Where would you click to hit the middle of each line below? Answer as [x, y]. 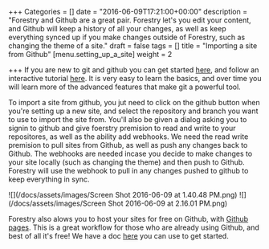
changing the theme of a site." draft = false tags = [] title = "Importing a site [133, 46]
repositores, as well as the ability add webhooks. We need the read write [128, 137]
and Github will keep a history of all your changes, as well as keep [117, 29]
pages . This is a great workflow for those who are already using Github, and [134, 227]
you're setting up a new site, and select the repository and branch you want [133, 111]
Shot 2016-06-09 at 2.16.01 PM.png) [168, 203]
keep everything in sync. [49, 179]
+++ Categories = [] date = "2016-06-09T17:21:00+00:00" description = [128, 12]
